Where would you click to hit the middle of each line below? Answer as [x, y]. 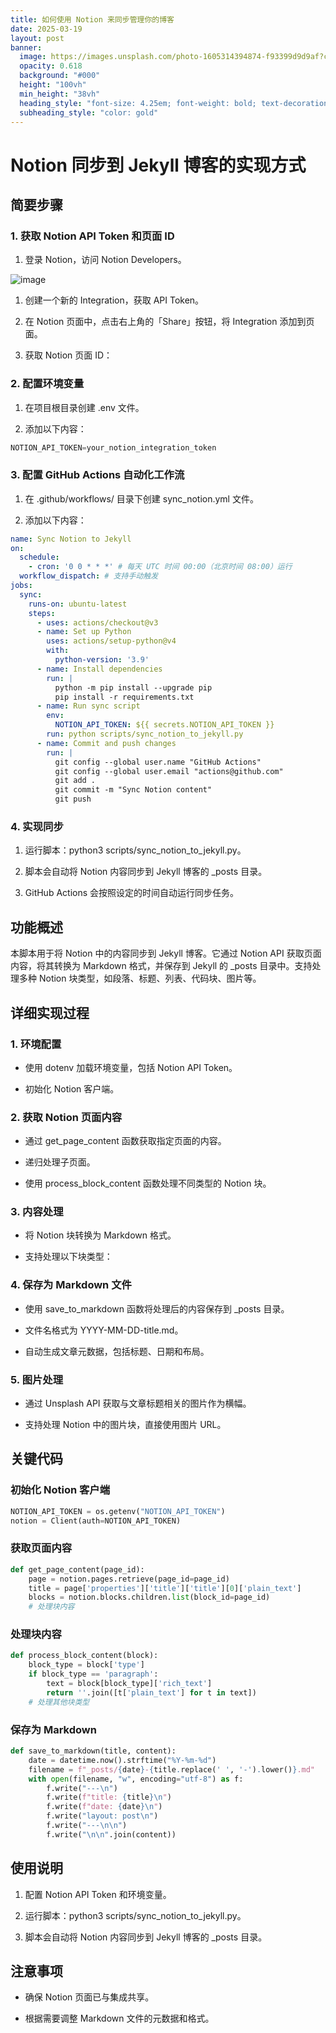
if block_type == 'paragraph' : [93, 1674]
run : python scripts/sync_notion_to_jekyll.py [145, 734]
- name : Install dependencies [99, 669]
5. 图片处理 [37, 1379]
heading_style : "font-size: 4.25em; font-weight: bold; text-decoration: [176, 103]
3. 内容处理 [37, 1212]
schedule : [39, 557]
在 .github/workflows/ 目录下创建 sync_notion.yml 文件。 [141, 498]
